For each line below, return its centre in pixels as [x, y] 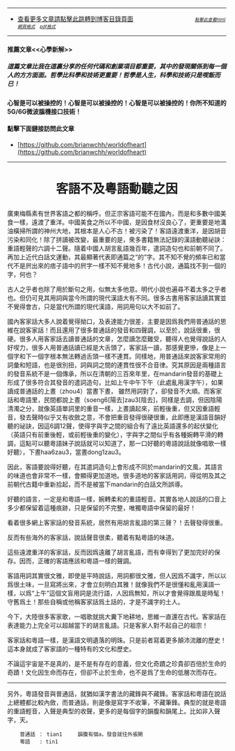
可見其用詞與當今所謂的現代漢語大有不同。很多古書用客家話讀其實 [125, 297]
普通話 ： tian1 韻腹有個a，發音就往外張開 [81, 734]
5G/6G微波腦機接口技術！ [44, 111]
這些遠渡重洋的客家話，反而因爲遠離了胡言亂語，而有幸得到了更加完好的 [111, 552]
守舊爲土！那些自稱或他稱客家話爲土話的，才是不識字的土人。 [96, 602]
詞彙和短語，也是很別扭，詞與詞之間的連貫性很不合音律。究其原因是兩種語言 [117, 365]
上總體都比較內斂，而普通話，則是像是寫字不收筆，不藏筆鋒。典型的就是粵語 [117, 702]
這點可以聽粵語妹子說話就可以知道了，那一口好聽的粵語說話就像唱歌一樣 [123, 443]
